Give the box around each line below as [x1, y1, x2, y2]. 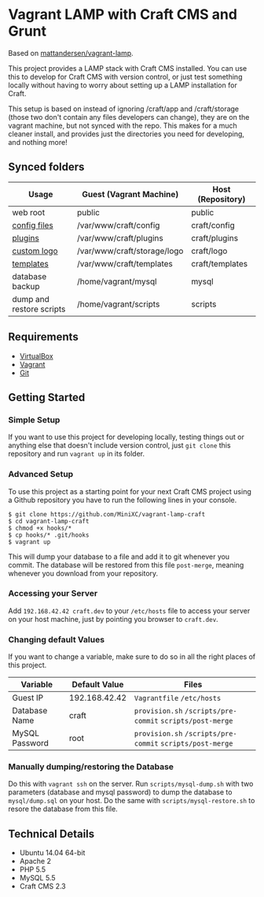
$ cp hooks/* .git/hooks [8, 530, 90, 539]
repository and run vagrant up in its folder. [8, 449, 145, 459]
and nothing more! [8, 137, 68, 147]
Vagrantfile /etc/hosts [134, 694, 222, 703]
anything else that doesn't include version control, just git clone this [8, 441, 231, 450]
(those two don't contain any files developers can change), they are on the [8, 112, 250, 121]
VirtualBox [19, 351, 53, 360]
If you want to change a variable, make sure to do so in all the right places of [8, 652, 256, 661]
